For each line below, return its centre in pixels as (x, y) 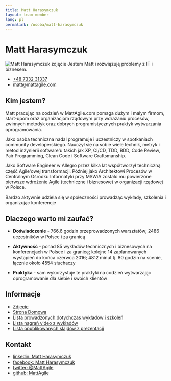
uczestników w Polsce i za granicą (49, 237)
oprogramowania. (24, 129)
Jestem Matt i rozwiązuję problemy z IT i (110, 64)
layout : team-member (27, 15)
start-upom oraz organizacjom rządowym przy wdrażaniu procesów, (77, 119)
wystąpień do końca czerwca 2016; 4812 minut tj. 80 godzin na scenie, (87, 257)
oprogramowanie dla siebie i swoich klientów (60, 278)
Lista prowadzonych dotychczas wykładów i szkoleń (68, 317)
